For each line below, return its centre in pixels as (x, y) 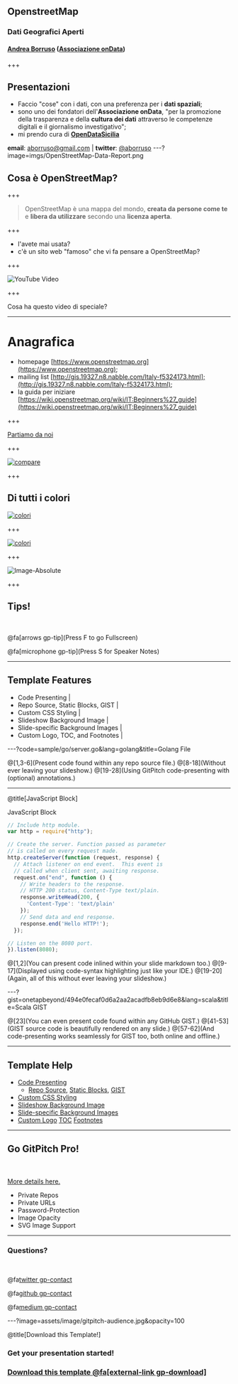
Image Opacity (39, 1218)
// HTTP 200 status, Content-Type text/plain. (90, 891)
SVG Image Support (46, 1225)
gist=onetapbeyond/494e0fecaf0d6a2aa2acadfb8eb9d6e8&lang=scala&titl (118, 1000)
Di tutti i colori (39, 498)
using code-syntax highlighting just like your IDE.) (121, 971)
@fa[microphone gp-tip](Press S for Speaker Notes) (83, 651)
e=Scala (19, 1007)
